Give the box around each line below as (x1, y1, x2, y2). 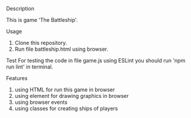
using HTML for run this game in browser (14, 86, 115, 93)
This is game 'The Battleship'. (6, 17, 78, 23)
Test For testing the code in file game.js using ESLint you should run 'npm (6, 57, 186, 64)
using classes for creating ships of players (14, 105, 118, 112)
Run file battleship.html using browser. (14, 45, 108, 53)
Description (6, 5, 34, 12)
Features (6, 75, 28, 81)
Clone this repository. (14, 40, 67, 46)
